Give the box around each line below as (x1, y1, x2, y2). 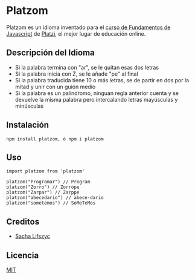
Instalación (6, 120, 50, 130)
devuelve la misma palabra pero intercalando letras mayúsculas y (14, 96, 178, 103)
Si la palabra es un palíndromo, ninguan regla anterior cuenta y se (14, 89, 179, 97)
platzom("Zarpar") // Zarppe (6, 189, 80, 195)
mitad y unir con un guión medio (14, 83, 96, 90)
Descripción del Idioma (6, 48, 95, 58)
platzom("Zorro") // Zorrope (6, 184, 80, 191)
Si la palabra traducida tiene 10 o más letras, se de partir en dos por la (14, 76, 189, 84)
